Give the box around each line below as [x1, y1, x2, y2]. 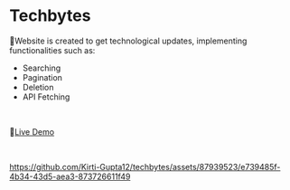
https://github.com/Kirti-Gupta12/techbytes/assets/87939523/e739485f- [9, 161, 281, 172]
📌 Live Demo [9, 126, 55, 137]
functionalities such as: [9, 44, 96, 55]
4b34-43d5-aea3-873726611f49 [9, 171, 131, 182]
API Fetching [22, 91, 70, 102]
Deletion [22, 81, 54, 92]
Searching [22, 62, 61, 73]
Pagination [22, 71, 63, 82]
